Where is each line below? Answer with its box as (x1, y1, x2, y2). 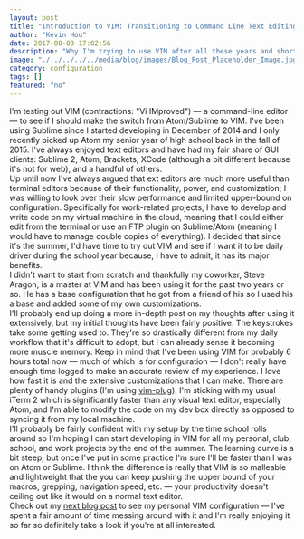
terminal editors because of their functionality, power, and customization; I (9, 182, 287, 193)
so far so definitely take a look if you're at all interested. (9, 519, 217, 530)
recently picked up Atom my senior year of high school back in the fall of (9, 134, 280, 145)
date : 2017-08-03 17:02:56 (9, 38, 111, 48)
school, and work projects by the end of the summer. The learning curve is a (9, 442, 294, 453)
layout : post (9, 13, 59, 23)
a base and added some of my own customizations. (9, 298, 202, 309)
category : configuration (9, 64, 103, 73)
